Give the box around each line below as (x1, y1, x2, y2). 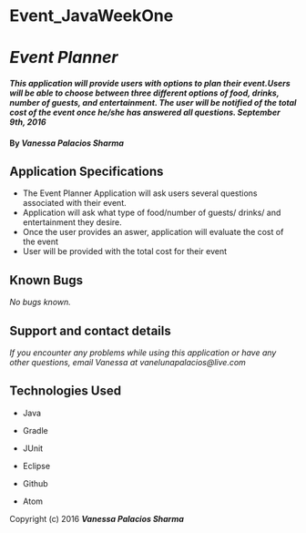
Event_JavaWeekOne (9, 5, 174, 26)
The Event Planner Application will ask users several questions (22, 188, 258, 199)
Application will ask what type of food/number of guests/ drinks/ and (22, 207, 281, 219)
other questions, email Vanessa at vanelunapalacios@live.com (9, 357, 246, 367)
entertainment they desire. (22, 217, 123, 228)
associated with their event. (22, 198, 127, 209)
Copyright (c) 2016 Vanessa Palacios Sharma (9, 513, 185, 524)
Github (22, 477, 48, 488)
